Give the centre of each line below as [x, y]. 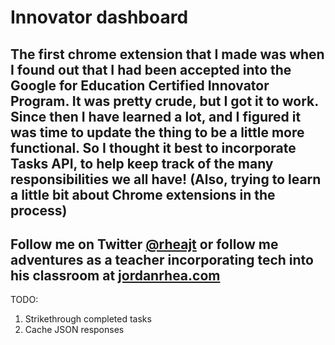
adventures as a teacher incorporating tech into [162, 259]
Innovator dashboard [99, 17]
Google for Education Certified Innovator [140, 85]
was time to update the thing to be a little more [157, 132]
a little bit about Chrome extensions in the [143, 194]
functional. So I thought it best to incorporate [153, 147]
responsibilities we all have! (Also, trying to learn [166, 179]
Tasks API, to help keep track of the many [142, 163]
